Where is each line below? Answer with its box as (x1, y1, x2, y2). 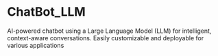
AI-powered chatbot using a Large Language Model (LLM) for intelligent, (7, 27, 212, 35)
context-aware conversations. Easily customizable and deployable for (7, 33, 204, 42)
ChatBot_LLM (7, 4, 86, 20)
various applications (7, 41, 64, 49)
